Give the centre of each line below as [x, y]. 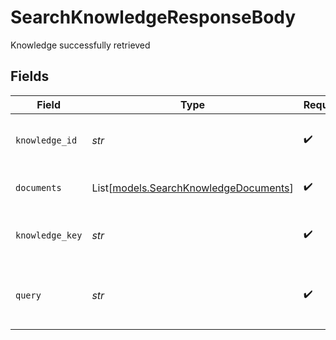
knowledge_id [46, 140]
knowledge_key [49, 235]
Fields [30, 76]
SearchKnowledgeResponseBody [153, 17]
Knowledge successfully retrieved [80, 45]
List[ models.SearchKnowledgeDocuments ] [192, 188]
